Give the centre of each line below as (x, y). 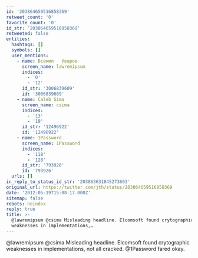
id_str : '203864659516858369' (43, 28)
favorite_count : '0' (32, 22)
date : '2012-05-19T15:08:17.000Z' (49, 192)
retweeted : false (27, 34)
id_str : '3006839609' (48, 89)
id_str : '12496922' (45, 127)
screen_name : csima (45, 105)
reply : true (21, 209)
